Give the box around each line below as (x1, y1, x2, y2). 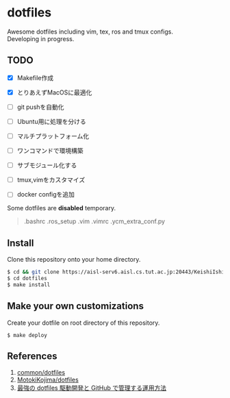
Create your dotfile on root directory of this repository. (7, 319, 160, 327)
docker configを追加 (16, 190, 75, 199)
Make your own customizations (7, 300, 144, 312)
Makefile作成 (16, 73, 53, 82)
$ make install (7, 281, 51, 288)
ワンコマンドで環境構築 (16, 147, 84, 155)
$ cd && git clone (7, 269, 60, 275)
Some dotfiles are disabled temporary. (7, 204, 116, 212)
